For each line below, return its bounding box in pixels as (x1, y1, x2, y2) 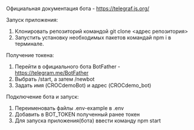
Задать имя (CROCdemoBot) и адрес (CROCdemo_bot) (14, 82, 152, 89)
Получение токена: (6, 52, 54, 58)
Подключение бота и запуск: (6, 94, 79, 100)
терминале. (14, 41, 44, 47)
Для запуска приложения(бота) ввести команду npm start (14, 117, 161, 124)
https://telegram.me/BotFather (14, 69, 89, 76)
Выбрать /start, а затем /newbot (14, 76, 95, 82)
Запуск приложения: (6, 16, 58, 23)
